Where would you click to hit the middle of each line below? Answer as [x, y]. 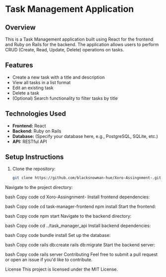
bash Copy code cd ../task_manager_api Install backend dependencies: [78, 226]
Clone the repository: [34, 169]
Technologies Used [35, 114]
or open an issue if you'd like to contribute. [49, 260]
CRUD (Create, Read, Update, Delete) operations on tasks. [65, 50]
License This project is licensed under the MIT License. [61, 269]
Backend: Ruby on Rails [37, 131]
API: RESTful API [29, 141]
